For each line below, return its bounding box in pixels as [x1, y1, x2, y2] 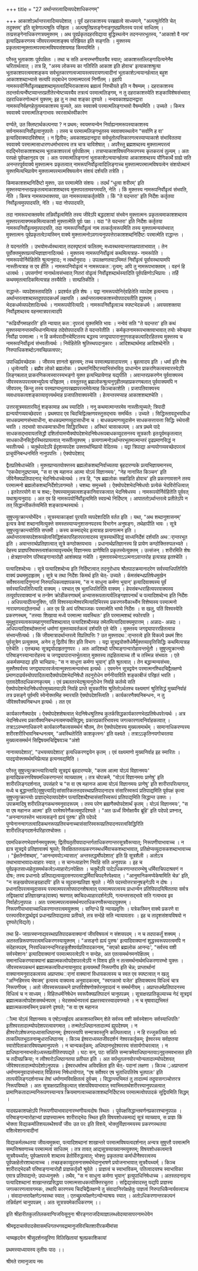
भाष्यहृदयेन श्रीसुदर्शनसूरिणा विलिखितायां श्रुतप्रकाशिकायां [6, 1234, 107, 1241]
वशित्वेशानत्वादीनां [6, 1127, 38, 1134]
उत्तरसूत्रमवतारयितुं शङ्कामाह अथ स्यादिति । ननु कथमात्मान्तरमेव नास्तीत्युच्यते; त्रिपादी [6, 403, 166, 410]
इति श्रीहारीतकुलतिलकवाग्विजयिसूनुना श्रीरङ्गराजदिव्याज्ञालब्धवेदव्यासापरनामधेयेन [6, 1211, 153, 1218]
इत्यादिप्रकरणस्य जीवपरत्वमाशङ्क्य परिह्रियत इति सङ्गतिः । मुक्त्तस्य [6, 37, 131, 44]
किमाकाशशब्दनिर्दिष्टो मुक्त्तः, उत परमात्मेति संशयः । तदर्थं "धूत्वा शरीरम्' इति [6, 179, 144, 186]
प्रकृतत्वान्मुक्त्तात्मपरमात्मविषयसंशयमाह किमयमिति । [6, 44, 100, 51]
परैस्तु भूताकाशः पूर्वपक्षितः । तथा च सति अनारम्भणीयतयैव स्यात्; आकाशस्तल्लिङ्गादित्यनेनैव [6, 56, 173, 63]
